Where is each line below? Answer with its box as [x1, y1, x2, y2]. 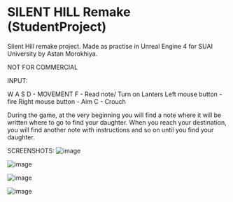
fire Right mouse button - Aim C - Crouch [7, 97, 126, 105]
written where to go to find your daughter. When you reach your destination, [7, 118, 227, 126]
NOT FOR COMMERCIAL [7, 63, 78, 71]
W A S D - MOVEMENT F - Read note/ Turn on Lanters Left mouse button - [7, 90, 223, 98]
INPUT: [7, 76, 28, 84]
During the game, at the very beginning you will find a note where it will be [7, 111, 222, 119]
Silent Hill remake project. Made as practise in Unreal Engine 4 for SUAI [7, 42, 213, 50]
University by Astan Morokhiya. [7, 49, 98, 58]
